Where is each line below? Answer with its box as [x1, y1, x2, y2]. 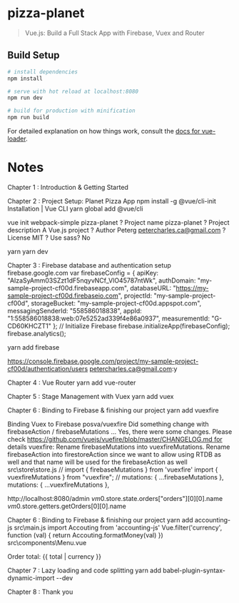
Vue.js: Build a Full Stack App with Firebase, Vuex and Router [24, 29, 205, 37]
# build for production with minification [7, 107, 136, 115]
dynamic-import [7, 573, 55, 582]
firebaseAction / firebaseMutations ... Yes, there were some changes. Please [7, 427, 233, 436]
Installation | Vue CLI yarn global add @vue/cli [7, 204, 143, 213]
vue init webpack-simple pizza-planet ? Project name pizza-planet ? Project [7, 218, 230, 226]
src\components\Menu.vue [7, 538, 87, 547]
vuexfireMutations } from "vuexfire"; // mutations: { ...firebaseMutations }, [7, 472, 224, 481]
